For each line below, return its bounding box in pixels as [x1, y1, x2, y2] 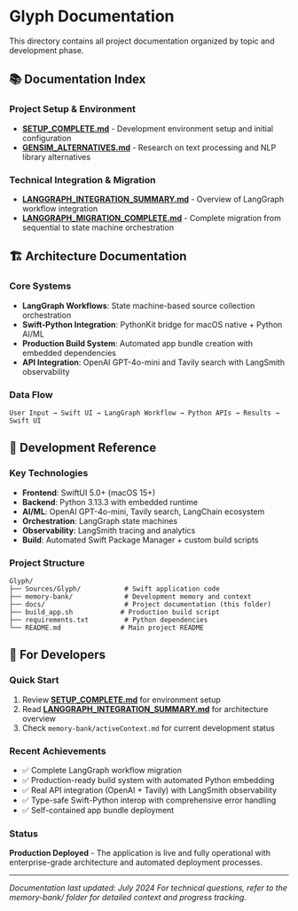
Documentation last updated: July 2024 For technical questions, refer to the [9, 883, 288, 893]
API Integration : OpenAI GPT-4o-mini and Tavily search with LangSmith [21, 357, 286, 368]
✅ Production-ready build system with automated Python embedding [21, 774, 275, 785]
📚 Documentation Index [9, 72, 146, 87]
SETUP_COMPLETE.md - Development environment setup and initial [21, 123, 273, 134]
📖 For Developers [9, 647, 106, 662]
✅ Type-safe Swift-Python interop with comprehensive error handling [21, 795, 277, 805]
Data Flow [9, 388, 53, 400]
